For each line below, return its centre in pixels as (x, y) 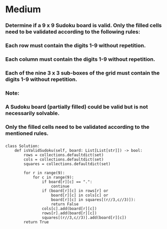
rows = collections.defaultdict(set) (64, 155)
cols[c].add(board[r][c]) (69, 209)
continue (60, 186)
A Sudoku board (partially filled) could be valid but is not (77, 107)
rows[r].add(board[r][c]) (69, 213)
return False (65, 204)
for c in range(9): (53, 177)
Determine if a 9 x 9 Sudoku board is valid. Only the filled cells (83, 26)
